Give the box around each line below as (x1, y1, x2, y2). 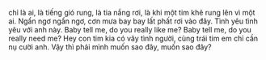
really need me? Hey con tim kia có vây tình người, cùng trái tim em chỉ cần (8, 33, 259, 43)
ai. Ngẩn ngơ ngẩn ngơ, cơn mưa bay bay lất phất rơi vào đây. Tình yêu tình (8, 16, 259, 26)
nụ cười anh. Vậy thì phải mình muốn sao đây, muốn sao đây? (8, 42, 212, 52)
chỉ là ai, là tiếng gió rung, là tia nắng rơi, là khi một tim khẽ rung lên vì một (8, 8, 255, 17)
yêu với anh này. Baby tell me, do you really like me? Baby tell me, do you (8, 25, 252, 34)
